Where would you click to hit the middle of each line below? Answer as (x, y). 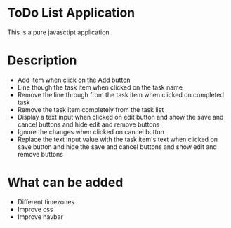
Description (42, 60)
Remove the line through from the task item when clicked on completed (121, 94)
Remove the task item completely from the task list (91, 109)
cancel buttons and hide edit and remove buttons (88, 124)
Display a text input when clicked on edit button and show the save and (120, 117)
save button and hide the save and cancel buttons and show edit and (117, 147)
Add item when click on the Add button (74, 80)
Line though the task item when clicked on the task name (100, 87)
